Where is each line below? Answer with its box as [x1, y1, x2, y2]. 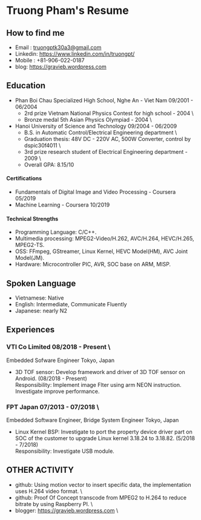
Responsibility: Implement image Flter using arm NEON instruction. [15, 381, 182, 388]
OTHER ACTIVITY [6, 465, 74, 475]
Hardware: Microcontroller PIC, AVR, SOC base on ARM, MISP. [15, 261, 171, 268]
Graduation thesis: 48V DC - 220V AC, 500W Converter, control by [24, 135, 191, 142]
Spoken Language [6, 278, 76, 288]
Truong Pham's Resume [6, 4, 129, 18]
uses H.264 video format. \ [15, 487, 83, 495]
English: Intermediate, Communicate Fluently [15, 301, 127, 308]
